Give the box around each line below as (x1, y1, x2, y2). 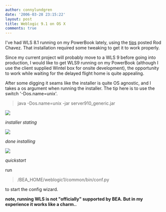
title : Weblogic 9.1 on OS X (5, 21, 66, 26)
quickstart (5, 158, 26, 164)
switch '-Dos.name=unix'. (5, 91, 58, 97)
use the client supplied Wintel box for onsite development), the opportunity (5, 65, 160, 71)
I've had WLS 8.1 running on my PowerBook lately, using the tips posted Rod (5, 39, 162, 45)
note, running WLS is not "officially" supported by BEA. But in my (5, 196, 143, 202)
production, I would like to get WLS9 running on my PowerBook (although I (5, 60, 159, 66)
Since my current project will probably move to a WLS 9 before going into (5, 54, 156, 60)
